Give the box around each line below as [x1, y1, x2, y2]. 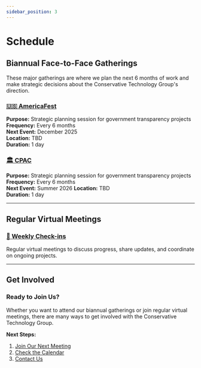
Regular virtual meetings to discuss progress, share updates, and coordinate [6, 245, 194, 253]
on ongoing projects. [6, 252, 57, 259]
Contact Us [14, 355, 43, 362]
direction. [6, 87, 30, 94]
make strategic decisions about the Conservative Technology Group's [6, 80, 178, 87]
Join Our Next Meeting [14, 342, 71, 349]
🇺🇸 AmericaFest [6, 102, 57, 110]
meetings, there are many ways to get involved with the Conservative [6, 312, 177, 320]
